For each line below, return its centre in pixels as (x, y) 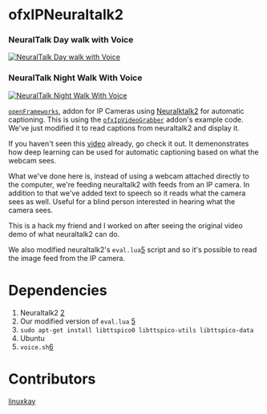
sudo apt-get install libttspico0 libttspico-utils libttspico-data (137, 330)
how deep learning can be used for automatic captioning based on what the (133, 152)
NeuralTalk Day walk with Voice (71, 40)
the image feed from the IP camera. (67, 258)
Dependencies (58, 290)
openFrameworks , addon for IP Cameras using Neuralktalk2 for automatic (126, 111)
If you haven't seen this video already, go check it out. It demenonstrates (129, 143)
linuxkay (22, 401)
